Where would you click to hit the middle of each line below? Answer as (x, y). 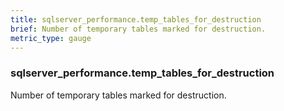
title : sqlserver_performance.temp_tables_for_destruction (136, 19)
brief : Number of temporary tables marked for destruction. (138, 29)
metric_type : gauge (51, 38)
